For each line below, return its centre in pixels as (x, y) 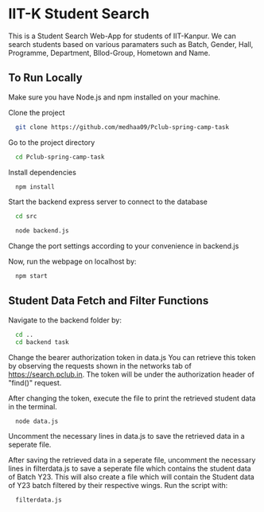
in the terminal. (33, 406)
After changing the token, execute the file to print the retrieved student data (132, 398)
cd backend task (42, 342)
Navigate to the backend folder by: (65, 320)
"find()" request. (35, 382)
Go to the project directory (52, 142)
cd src (26, 217)
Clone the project (37, 112)
